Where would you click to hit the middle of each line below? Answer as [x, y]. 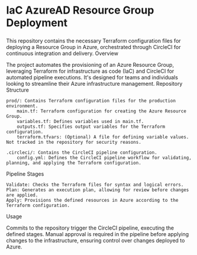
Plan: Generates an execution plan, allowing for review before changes [98, 190]
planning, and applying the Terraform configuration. [74, 163]
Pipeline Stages [25, 174]
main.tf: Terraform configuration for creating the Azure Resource [101, 111]
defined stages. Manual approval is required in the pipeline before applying [98, 234]
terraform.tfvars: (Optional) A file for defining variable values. [103, 137]
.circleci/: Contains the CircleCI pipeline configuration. [82, 153]
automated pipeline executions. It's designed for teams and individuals [92, 78]
